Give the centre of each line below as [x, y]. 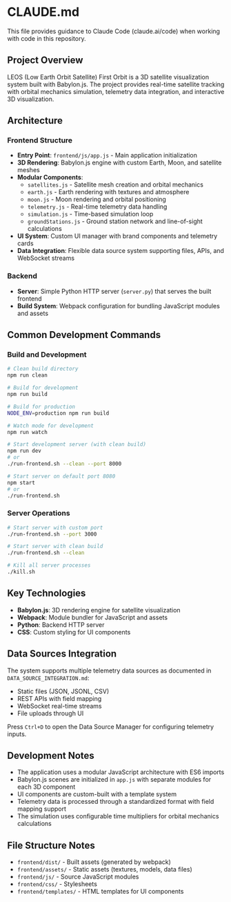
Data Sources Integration [62, 654]
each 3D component [46, 787]
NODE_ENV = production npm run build [58, 413]
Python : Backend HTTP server [61, 624]
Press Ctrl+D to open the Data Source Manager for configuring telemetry [111, 726]
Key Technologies [47, 593]
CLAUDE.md [43, 12]
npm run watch [28, 432]
